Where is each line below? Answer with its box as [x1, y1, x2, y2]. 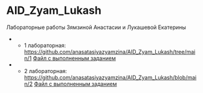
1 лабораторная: [24, 42, 66, 49]
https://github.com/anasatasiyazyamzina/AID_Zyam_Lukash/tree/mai [24, 48, 196, 55]
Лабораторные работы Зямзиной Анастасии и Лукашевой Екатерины [6, 24, 186, 31]
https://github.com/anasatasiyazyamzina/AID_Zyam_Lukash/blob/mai [24, 74, 197, 81]
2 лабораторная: [24, 67, 68, 74]
